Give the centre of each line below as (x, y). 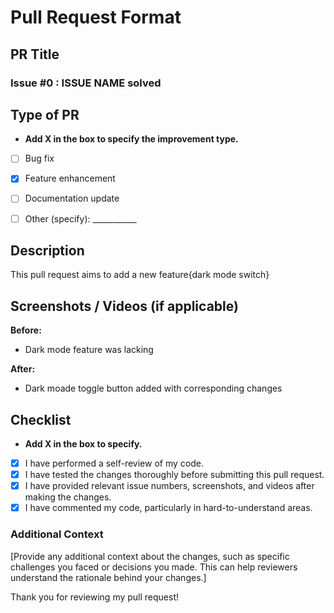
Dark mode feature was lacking (89, 350)
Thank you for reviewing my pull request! (95, 597)
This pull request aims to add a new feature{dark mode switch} (140, 275)
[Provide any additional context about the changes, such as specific (150, 556)
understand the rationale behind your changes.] (108, 577)
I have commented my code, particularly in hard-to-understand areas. (168, 508)
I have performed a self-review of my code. (114, 463)
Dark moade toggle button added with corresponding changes (153, 388)
